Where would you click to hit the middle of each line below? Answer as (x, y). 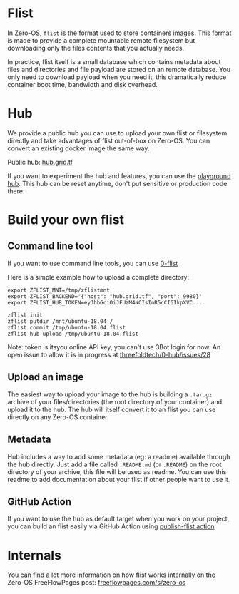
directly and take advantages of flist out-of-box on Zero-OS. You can (109, 140)
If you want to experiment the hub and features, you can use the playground (119, 175)
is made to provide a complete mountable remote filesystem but (101, 40)
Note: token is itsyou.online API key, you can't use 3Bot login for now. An (114, 347)
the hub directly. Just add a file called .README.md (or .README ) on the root (115, 464)
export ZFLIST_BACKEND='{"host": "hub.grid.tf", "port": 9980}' (105, 296)
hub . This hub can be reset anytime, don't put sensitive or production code (117, 183)
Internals (35, 555)
